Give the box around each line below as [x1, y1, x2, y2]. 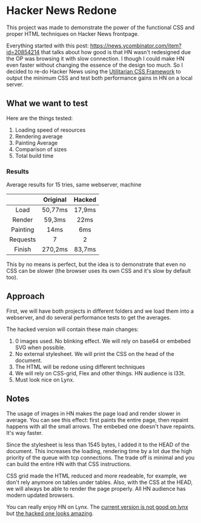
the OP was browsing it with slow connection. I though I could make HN [6, 55, 185, 62]
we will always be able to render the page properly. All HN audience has [6, 485, 186, 492]
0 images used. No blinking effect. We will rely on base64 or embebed [15, 337, 191, 344]
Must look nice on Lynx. [15, 376, 74, 383]
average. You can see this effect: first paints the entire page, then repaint [6, 416, 189, 423]
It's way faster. [6, 429, 44, 436]
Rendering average [15, 132, 63, 140]
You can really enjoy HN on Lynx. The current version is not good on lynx [6, 503, 189, 510]
